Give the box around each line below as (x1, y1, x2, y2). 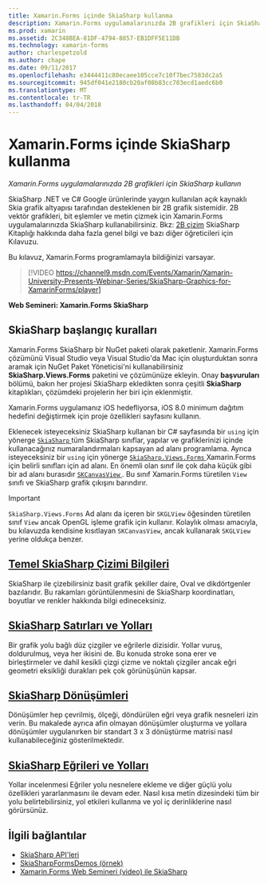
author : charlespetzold (8, 49, 88, 57)
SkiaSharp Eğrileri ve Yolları (8, 758, 149, 772)
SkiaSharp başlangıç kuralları (8, 323, 158, 337)
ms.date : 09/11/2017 (8, 64, 77, 72)
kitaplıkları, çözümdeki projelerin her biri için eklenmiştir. (8, 387, 193, 397)
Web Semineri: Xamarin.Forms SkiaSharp (8, 301, 149, 310)
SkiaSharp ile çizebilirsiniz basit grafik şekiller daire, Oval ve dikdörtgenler (8, 578, 251, 588)
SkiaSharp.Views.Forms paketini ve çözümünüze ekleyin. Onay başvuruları (8, 370, 260, 380)
